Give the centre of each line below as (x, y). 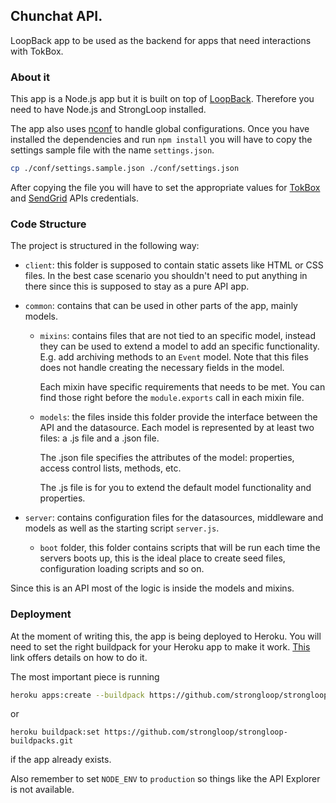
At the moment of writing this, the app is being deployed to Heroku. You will (166, 636)
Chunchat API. (56, 16)
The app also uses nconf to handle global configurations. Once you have (160, 129)
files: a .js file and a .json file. (99, 438)
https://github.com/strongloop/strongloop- (196, 732)
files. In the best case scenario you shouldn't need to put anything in (166, 276)
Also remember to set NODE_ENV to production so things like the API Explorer (165, 779)
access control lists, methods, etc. (110, 468)
